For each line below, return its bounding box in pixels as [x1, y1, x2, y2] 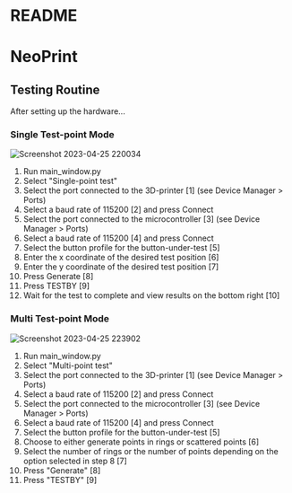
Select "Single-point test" [22, 176, 117, 187]
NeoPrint [10, 47, 79, 67]
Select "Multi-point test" [22, 360, 113, 371]
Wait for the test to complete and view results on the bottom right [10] [22, 290, 280, 301]
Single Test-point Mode [10, 128, 115, 141]
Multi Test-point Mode [10, 313, 110, 325]
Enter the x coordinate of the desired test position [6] [22, 252, 219, 263]
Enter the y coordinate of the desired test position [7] [22, 261, 219, 272]
